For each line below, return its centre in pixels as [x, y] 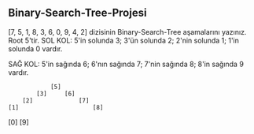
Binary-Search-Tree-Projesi [77, 13]
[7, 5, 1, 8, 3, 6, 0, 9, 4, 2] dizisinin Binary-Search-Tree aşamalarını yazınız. [127, 32]
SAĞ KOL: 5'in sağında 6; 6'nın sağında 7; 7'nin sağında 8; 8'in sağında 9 [126, 64]
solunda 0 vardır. [35, 48]
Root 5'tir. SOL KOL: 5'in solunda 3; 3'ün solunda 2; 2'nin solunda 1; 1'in [124, 40]
